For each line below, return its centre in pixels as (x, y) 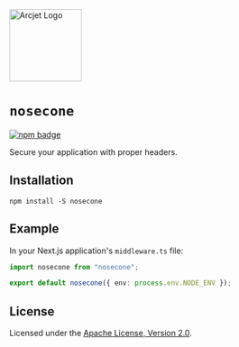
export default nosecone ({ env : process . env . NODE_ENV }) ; (120, 283)
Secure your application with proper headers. (93, 151)
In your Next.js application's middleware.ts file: (97, 251)
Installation (41, 181)
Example (34, 229)
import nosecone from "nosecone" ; (74, 267)
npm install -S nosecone (56, 201)
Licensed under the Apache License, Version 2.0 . (101, 333)
